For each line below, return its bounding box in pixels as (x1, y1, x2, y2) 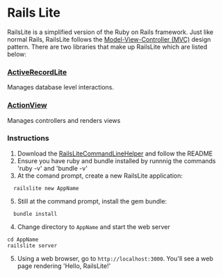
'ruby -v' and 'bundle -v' (17, 164, 88, 172)
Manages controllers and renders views (7, 116, 121, 124)
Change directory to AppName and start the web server (17, 222, 170, 230)
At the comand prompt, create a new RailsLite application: (17, 171, 183, 180)
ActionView (7, 101, 47, 110)
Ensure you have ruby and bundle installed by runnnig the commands (17, 156, 216, 165)
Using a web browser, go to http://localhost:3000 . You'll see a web (17, 254, 214, 262)
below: (7, 50, 26, 58)
